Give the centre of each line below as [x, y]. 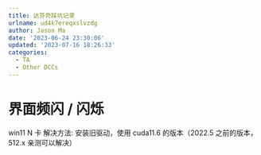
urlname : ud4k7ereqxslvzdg [53, 23]
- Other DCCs [37, 68]
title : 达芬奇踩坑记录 [42, 15]
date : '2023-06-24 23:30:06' [56, 38]
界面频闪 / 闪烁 [56, 109]
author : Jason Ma [37, 30]
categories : [28, 52]
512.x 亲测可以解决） [43, 142]
